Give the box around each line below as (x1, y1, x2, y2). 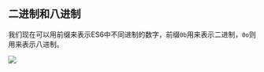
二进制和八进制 (8, 7, 81, 21)
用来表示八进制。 (8, 39, 64, 49)
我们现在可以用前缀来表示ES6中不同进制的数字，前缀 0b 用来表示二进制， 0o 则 (8, 30, 256, 39)
